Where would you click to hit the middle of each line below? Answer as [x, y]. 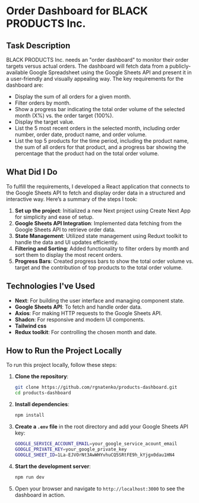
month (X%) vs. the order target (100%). [64, 115]
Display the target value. [45, 122]
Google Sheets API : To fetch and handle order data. [78, 307]
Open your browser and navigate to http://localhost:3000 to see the [100, 488]
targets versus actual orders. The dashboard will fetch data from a [87, 66]
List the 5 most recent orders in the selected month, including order [97, 128]
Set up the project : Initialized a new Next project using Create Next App [103, 210]
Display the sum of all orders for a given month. [73, 97]
